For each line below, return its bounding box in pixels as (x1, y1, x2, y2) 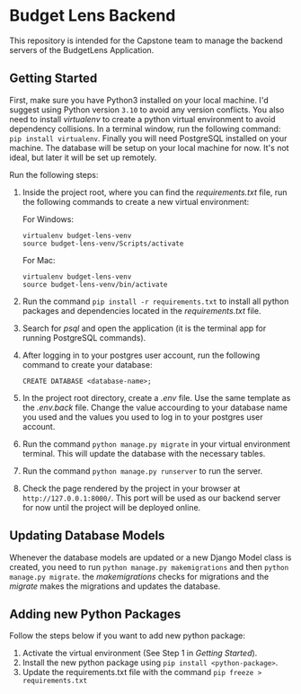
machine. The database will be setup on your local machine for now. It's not (9, 142, 289, 153)
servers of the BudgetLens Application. (9, 44, 155, 55)
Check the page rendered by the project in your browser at (22, 483, 241, 494)
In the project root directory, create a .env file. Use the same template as (22, 392, 291, 403)
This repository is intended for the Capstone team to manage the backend (9, 35, 283, 46)
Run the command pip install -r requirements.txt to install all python (22, 296, 289, 307)
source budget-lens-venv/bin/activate (22, 280, 168, 289)
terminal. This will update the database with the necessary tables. (22, 448, 266, 458)
